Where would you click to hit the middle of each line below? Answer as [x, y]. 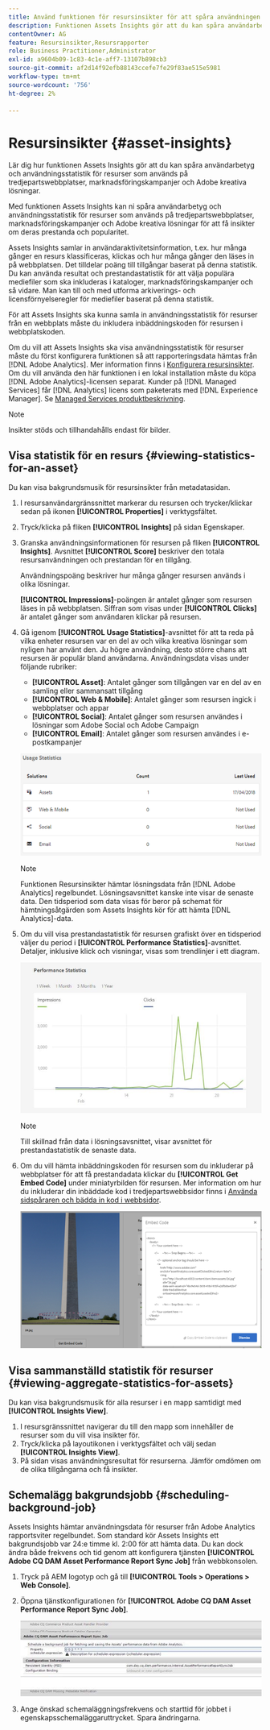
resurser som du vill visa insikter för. [80, 1435]
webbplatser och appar [71, 708]
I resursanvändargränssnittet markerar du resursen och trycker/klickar [136, 503]
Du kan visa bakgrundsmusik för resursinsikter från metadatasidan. [119, 487]
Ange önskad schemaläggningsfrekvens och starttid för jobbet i [125, 1709]
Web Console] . [45, 1585]
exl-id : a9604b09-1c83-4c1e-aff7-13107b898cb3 [88, 60]
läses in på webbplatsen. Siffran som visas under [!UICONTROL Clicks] [138, 608]
